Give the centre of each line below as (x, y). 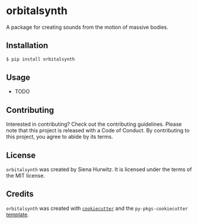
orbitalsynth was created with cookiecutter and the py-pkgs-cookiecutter (97, 208)
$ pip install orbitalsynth (41, 59)
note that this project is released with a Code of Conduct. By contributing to (98, 131)
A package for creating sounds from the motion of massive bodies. (87, 27)
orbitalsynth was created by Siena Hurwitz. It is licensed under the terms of (99, 169)
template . (18, 214)
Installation (27, 46)
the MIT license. (26, 176)
